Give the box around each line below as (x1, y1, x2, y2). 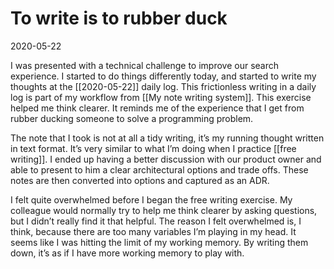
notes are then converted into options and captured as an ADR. (10, 174, 270, 186)
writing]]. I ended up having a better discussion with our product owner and (10, 153, 322, 165)
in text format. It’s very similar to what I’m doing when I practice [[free (10, 142, 297, 154)
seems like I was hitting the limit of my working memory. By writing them (10, 236, 309, 248)
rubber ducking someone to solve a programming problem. (10, 112, 254, 124)
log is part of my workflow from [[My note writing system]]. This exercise (10, 91, 312, 103)
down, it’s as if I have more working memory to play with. (10, 247, 245, 259)
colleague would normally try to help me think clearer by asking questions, (10, 204, 318, 216)
